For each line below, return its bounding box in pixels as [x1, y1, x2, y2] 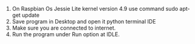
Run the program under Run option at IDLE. [12, 31, 120, 38]
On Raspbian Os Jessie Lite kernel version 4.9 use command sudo [12, 5, 179, 12]
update [22, 11, 39, 19]
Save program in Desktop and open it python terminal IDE [12, 18, 156, 25]
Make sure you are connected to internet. [12, 24, 116, 31]
